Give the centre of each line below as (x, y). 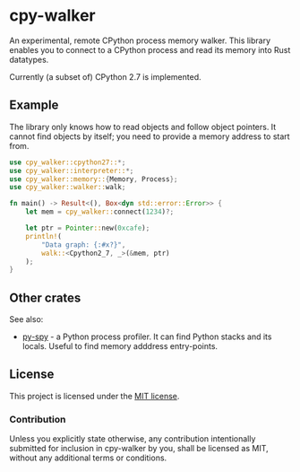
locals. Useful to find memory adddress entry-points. (120, 346)
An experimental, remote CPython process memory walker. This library (140, 40)
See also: (26, 319)
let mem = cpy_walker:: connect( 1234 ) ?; (100, 212)
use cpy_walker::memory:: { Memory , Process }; (94, 179)
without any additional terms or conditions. (88, 458)
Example (34, 105)
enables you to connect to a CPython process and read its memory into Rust (150, 49)
